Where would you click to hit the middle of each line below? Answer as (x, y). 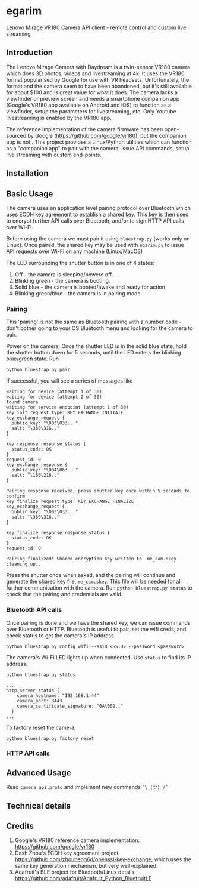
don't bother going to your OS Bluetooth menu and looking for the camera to (99, 328)
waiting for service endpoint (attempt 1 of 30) (67, 408)
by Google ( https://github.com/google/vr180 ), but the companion (107, 135)
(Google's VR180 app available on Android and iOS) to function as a (89, 105)
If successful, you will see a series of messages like (70, 381)
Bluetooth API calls (34, 610)
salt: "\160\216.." (36, 476)
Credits (20, 826)
